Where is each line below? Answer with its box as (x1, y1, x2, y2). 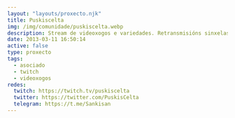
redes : (7, 81, 27, 88)
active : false (7, 42, 49, 49)
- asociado (13, 62, 45, 69)
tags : (7, 56, 23, 62)
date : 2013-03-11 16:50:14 (7, 36, 86, 43)
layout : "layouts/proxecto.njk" (7, 10, 101, 17)
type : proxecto (7, 49, 52, 56)
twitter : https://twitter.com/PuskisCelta (13, 94, 139, 101)
